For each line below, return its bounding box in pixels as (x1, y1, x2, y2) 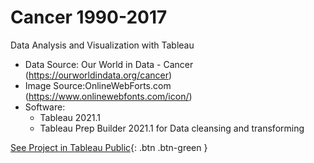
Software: (24, 101, 66, 113)
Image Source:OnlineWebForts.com (24, 79, 172, 91)
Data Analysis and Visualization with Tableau (10, 39, 195, 51)
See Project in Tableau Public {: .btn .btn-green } (10, 141, 208, 153)
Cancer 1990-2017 (10, 6, 168, 29)
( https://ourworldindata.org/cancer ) (24, 69, 173, 81)
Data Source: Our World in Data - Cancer (24, 58, 194, 70)
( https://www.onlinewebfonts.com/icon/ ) (24, 90, 193, 102)
